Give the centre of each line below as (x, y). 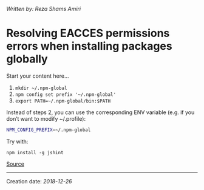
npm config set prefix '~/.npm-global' (66, 94)
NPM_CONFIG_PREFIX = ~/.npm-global (49, 130)
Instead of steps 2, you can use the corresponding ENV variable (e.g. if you (100, 112)
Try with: (17, 141)
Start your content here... (38, 76)
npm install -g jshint (35, 152)
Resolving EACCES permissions (88, 33)
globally (27, 59)
